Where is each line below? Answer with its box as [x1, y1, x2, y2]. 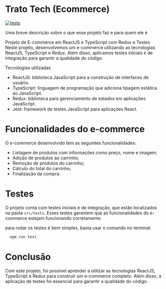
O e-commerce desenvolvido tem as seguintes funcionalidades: [5, 140, 137, 146]
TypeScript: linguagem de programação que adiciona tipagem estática [12, 85, 158, 91]
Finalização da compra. [12, 171, 61, 177]
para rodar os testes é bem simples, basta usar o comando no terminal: [5, 225, 152, 231]
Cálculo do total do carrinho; [12, 165, 71, 171]
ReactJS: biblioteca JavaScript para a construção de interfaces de [12, 74, 149, 80]
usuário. [12, 80, 29, 86]
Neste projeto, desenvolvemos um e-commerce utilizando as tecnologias [5, 44, 156, 50]
